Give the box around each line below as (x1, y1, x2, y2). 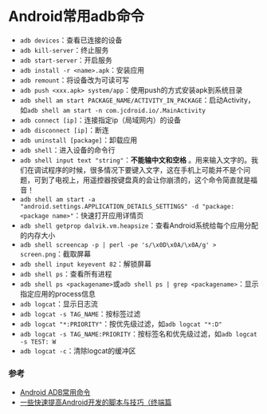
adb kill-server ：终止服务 (19, 45, 109, 54)
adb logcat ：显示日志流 (19, 299, 98, 309)
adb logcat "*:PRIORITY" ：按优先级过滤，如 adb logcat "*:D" (19, 319, 222, 328)
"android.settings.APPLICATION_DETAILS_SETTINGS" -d (19, 202, 199, 210)
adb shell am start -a (19, 195, 96, 204)
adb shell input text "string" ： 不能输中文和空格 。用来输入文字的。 (19, 155, 252, 165)
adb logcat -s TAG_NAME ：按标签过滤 (19, 309, 141, 318)
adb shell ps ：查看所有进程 (19, 269, 112, 278)
